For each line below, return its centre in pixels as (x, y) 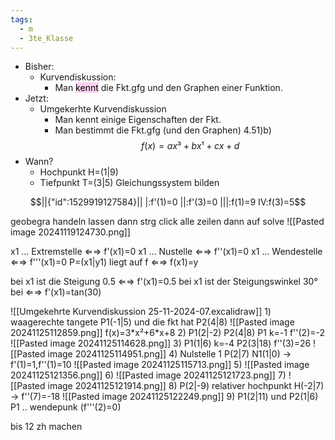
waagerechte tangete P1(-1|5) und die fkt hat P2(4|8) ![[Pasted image (152, 322)
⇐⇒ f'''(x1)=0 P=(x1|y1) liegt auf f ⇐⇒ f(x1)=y (104, 262)
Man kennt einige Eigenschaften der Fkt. (138, 120)
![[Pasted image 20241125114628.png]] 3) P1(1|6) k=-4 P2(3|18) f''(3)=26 (161, 343)
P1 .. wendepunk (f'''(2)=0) (66, 407)
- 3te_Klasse (46, 38)
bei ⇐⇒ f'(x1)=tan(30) (56, 292)
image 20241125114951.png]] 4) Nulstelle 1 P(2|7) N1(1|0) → (169, 354)
